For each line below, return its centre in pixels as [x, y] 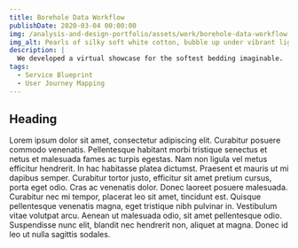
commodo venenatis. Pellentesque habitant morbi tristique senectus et [138, 150]
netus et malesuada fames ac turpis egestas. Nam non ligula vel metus [138, 159]
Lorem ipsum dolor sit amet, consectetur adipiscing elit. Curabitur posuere [145, 140]
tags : [19, 67]
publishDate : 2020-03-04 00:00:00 [73, 26]
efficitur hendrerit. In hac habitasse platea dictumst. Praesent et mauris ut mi [149, 168]
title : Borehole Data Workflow [67, 17]
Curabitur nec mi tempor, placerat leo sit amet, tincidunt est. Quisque [135, 197]
